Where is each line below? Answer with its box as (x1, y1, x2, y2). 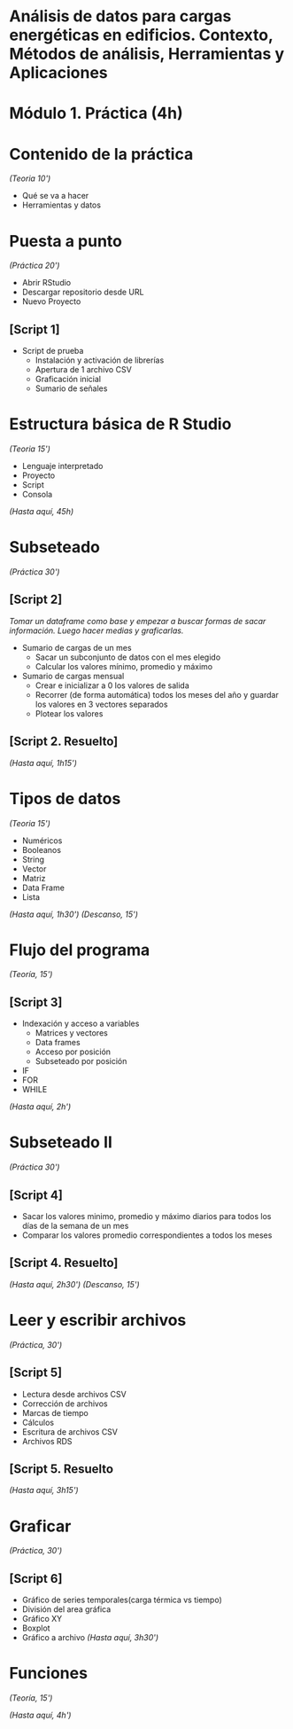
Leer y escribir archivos (9, 1310, 187, 1330)
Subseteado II (9, 1132, 113, 1153)
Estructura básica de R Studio (9, 414, 232, 434)
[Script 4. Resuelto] (9, 1256, 119, 1271)
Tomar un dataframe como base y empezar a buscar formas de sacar (9, 615, 266, 626)
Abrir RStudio (21, 278, 72, 288)
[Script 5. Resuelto (9, 1461, 113, 1476)
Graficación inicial (35, 374, 102, 385)
